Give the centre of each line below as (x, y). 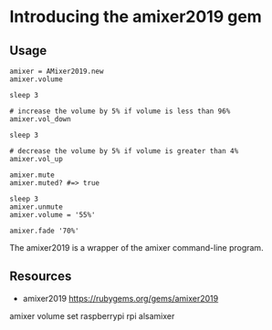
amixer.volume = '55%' (52, 215)
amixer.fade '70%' (44, 231)
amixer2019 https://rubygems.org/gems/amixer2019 (120, 298)
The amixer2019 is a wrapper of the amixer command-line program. (136, 247)
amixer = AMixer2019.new (57, 71)
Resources (41, 277)
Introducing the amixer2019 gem (136, 17)
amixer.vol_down (40, 119)
